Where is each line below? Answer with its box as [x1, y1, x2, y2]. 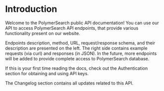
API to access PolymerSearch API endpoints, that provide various [5, 25, 139, 31]
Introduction [5, 3, 57, 15]
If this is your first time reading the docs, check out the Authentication [5, 65, 148, 71]
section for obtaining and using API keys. [5, 70, 89, 76]
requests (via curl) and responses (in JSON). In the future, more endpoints [5, 50, 157, 56]
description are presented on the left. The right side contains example [5, 45, 148, 51]
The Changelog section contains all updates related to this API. [5, 80, 134, 86]
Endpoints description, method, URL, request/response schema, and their [5, 40, 156, 45]
